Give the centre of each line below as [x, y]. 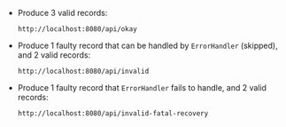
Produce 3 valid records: [62, 13]
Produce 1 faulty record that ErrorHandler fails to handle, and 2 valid [142, 87]
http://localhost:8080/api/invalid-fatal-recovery [113, 114]
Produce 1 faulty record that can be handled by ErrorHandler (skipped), [147, 45]
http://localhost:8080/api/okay [77, 29]
